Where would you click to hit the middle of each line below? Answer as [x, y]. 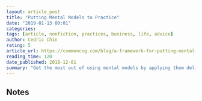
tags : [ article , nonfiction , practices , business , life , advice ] [90, 34]
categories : [21, 29]
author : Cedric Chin [32, 40]
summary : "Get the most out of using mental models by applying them [95, 68]
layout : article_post [33, 12]
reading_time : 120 [29, 57]
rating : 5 [19, 46]
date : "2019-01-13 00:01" [38, 23]
